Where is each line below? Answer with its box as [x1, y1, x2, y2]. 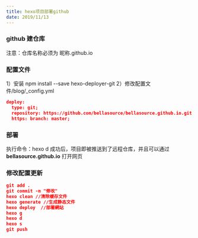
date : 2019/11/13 [6, 14, 49, 20]
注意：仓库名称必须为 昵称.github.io [6, 49, 93, 56]
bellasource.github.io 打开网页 [6, 152, 83, 159]
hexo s [6, 221, 23, 227]
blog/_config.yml [13, 87, 55, 94]
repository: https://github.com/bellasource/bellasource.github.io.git [11, 110, 193, 116]
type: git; [11, 105, 39, 110]
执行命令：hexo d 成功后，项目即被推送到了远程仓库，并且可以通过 [6, 145, 170, 152]
